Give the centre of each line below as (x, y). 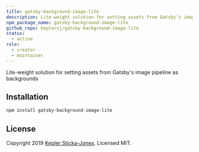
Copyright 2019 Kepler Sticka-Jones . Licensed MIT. (69, 143)
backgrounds (22, 78)
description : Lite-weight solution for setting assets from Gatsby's (94, 17)
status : (16, 34)
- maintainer (28, 55)
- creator (23, 50)
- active (22, 39)
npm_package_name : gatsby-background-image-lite (67, 22)
